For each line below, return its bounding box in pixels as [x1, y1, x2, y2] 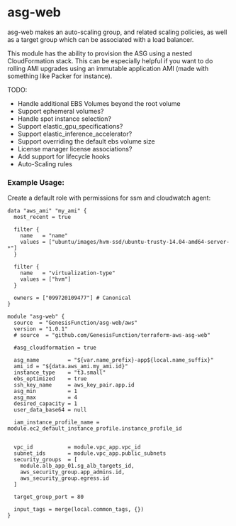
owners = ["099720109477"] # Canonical [13, 294, 132, 302]
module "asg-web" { [7, 313, 65, 321]
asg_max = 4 [13, 394, 78, 402]
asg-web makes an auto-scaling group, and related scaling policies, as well [7, 28, 227, 36]
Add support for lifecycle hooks [17, 152, 110, 161]
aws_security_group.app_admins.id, [20, 468, 125, 476]
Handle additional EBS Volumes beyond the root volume [17, 99, 181, 107]
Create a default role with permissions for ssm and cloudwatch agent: [7, 193, 211, 203]
